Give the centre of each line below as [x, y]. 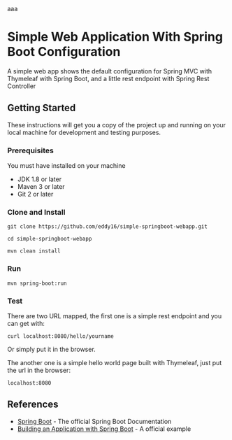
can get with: [26, 323]
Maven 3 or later [41, 187]
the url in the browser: [39, 370]
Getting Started [42, 108]
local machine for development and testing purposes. [84, 132]
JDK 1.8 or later [39, 179]
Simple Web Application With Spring [115, 37]
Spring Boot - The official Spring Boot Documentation [94, 421]
